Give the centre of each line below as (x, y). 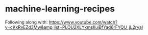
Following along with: (26, 22)
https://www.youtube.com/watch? (83, 22)
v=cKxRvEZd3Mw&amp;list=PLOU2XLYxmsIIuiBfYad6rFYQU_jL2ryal (74, 27)
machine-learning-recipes (60, 9)
